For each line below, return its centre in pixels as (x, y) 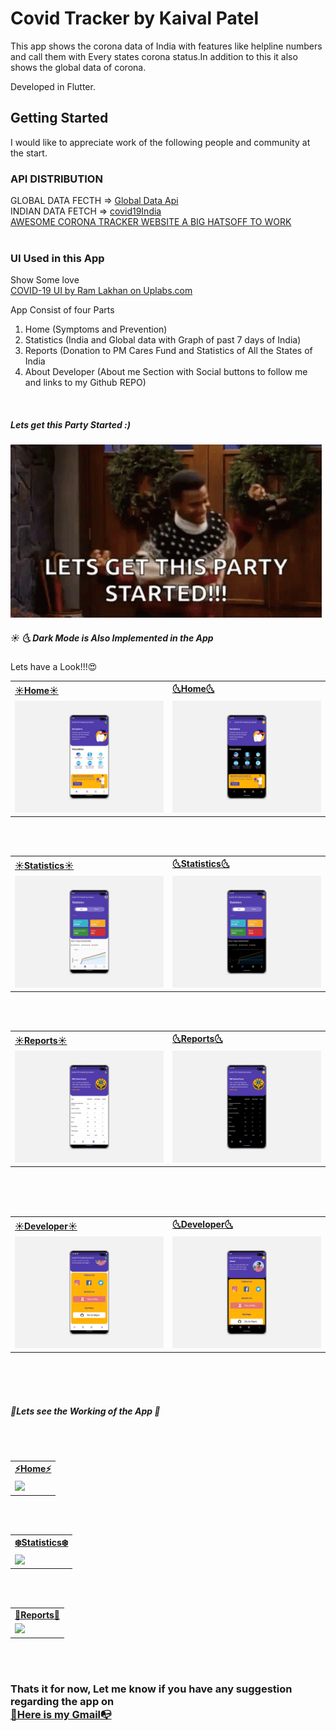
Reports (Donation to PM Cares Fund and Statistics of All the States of (168, 351)
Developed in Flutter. (53, 86)
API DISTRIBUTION (56, 179)
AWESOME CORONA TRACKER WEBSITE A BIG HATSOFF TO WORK (151, 222)
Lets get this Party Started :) (70, 424)
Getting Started (59, 118)
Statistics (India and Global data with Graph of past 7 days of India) (163, 340)
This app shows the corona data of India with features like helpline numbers (166, 46)
